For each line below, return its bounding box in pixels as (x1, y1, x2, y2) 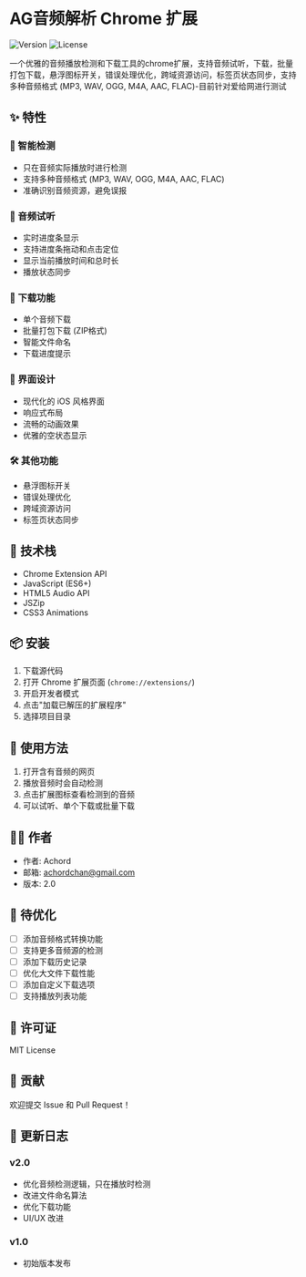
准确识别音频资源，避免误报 (22, 184, 127, 196)
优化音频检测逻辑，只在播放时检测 (22, 1178, 151, 1189)
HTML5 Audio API (22, 587, 90, 598)
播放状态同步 (22, 266, 71, 277)
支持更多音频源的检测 (22, 944, 103, 955)
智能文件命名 (22, 336, 71, 347)
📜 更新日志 (9, 1128, 68, 1144)
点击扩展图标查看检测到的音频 (22, 789, 135, 800)
